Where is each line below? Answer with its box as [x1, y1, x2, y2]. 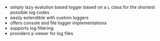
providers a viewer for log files [10, 31, 73, 36]
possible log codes [10, 9, 49, 15]
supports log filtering [10, 25, 54, 31]
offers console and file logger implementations [10, 20, 107, 26]
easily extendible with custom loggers [10, 15, 89, 20]
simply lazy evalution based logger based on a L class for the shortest [10, 4, 155, 10]
